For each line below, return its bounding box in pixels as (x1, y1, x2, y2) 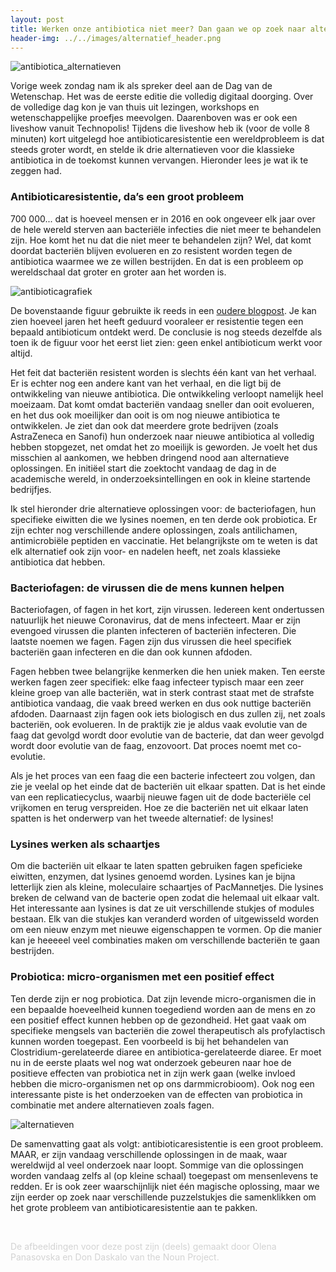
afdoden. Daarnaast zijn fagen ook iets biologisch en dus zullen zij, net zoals (10, 707, 326, 720)
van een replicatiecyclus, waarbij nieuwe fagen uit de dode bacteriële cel (10, 791, 312, 803)
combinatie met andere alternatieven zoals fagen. (10, 1099, 215, 1111)
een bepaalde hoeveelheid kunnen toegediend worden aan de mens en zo (10, 1003, 317, 1015)
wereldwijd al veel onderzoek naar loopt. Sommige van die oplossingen (10, 1159, 304, 1171)
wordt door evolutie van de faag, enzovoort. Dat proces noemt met (10, 739, 285, 751)
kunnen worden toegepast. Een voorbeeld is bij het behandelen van (10, 1035, 289, 1047)
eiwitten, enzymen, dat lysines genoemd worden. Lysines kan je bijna (10, 871, 296, 883)
